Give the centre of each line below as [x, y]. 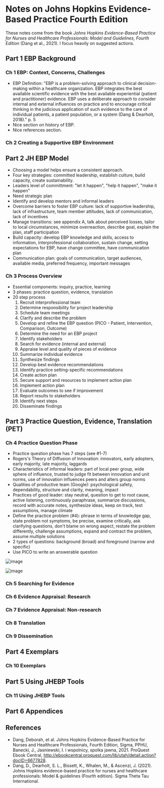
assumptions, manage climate [43, 511]
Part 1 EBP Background [41, 59]
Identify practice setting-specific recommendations [71, 370]
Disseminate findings [41, 406]
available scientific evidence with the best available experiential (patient [85, 93]
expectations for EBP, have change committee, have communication [81, 248]
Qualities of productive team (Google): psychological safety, [73, 485]
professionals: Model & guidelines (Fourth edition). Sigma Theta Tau [81, 776]
